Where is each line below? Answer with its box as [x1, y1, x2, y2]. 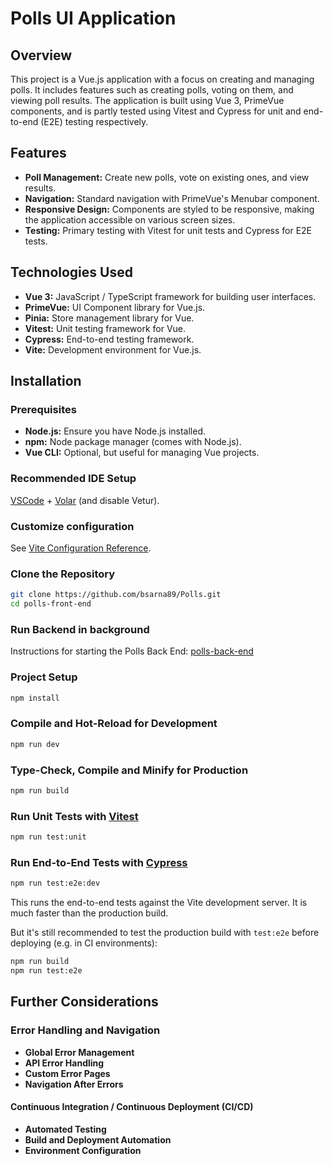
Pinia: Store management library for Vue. [24, 312, 195, 324]
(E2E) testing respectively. [40, 116, 149, 127]
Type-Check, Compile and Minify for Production [10, 763, 249, 777]
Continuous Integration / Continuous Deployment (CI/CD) [10, 1101, 254, 1113]
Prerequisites [10, 402, 77, 416]
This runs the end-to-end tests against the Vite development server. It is [10, 897, 308, 909]
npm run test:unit [10, 832, 87, 842]
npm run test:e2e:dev [10, 878, 101, 889]
